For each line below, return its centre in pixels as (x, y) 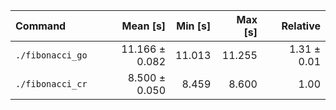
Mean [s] (144, 26)
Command (41, 26)
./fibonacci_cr (51, 84)
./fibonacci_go (51, 55)
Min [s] (194, 26)
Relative (301, 26)
